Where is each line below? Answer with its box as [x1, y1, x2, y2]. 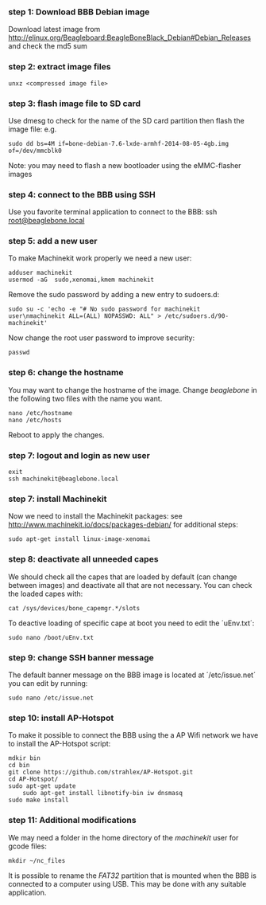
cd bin [8, 762, 30, 770]
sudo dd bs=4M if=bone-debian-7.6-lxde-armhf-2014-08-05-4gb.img [8, 139, 229, 147]
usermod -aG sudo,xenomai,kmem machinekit [8, 276, 155, 284]
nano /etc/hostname [8, 409, 73, 417]
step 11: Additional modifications [8, 815, 137, 826]
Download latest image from [8, 25, 101, 34]
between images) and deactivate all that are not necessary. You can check [8, 580, 253, 590]
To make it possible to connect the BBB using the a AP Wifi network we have [8, 731, 259, 740]
